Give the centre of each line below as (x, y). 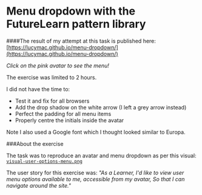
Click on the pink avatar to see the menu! (58, 66)
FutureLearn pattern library (76, 24)
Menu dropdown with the (71, 11)
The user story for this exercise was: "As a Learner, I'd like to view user (95, 173)
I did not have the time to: (38, 89)
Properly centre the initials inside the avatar (69, 120)
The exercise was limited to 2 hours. (52, 77)
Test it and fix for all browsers (52, 101)
